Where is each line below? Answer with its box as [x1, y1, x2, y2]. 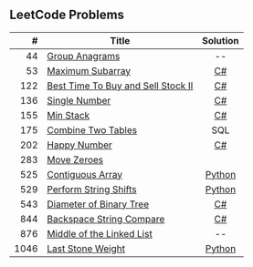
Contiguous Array [47, 168, 123, 180]
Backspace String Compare [47, 212, 165, 225]
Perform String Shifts [47, 182, 137, 195]
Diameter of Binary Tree [47, 198, 149, 211]
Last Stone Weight [47, 241, 126, 254]
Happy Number [47, 139, 112, 151]
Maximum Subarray [47, 64, 132, 77]
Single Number [47, 94, 111, 107]
